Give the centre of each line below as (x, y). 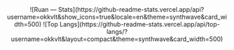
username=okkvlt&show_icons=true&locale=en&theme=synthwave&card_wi (117, 17)
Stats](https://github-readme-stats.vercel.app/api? (131, 9)
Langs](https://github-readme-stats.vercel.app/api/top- (140, 24)
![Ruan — (43, 9)
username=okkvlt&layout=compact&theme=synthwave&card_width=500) (117, 39)
